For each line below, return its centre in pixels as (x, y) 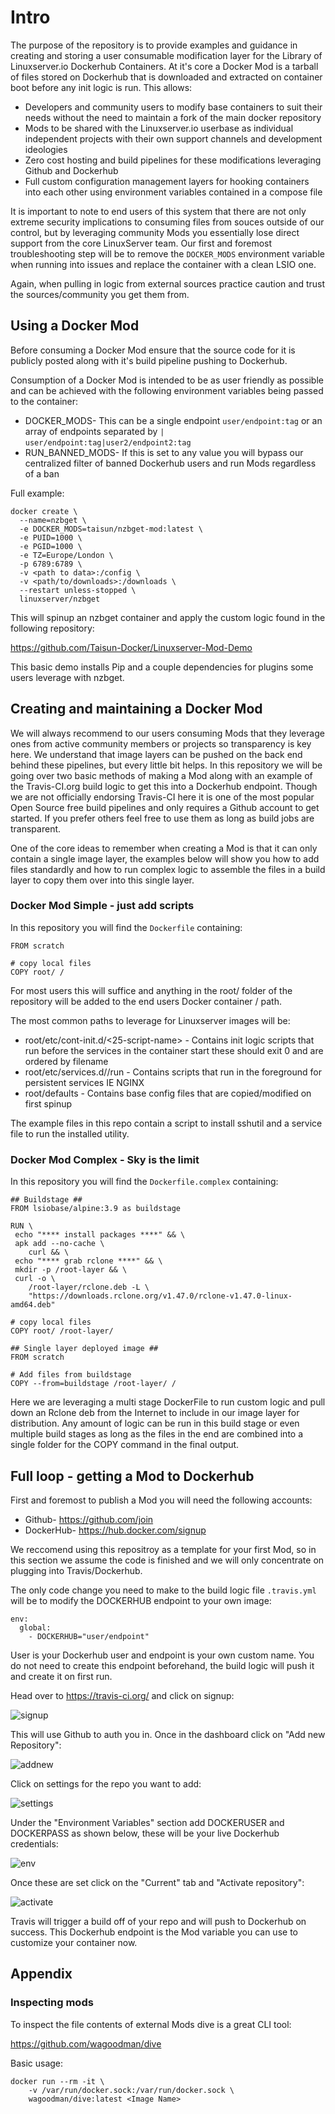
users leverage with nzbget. (67, 677)
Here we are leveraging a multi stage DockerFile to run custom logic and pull (168, 1402)
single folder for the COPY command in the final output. (125, 1445)
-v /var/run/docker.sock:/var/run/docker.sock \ (131, 2090)
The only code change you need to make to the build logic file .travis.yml (163, 1590)
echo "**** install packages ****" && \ (100, 1235)
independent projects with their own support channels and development (173, 138)
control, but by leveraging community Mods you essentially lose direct (155, 232)
